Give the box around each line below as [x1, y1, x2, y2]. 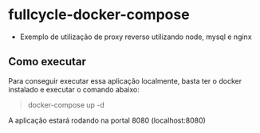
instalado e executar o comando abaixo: [8, 84, 140, 94]
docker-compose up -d [27, 100, 105, 109]
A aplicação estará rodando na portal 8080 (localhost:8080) [8, 115, 206, 125]
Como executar [8, 55, 86, 68]
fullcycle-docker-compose [8, 6, 190, 24]
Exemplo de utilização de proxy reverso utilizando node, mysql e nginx [19, 32, 253, 41]
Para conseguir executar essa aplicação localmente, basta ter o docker [8, 76, 242, 85]
